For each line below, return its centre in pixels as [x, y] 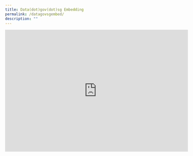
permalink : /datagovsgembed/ [35, 14]
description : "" [21, 19]
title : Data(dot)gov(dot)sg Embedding [44, 10]
